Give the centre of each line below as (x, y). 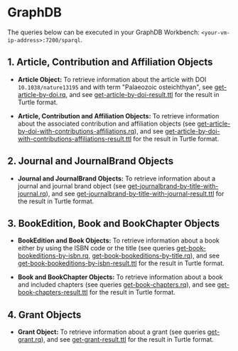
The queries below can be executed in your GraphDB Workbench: (104, 32)
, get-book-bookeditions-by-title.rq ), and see (154, 256)
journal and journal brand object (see (72, 185)
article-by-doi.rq (42, 94)
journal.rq (32, 193)
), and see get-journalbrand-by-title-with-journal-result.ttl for (135, 193)
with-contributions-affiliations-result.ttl (75, 138)
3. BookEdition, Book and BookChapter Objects (114, 223)
